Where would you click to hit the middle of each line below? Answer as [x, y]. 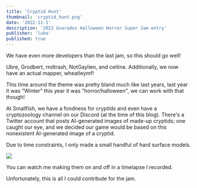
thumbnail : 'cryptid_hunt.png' [44, 17]
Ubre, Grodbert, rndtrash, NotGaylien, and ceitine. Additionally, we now [92, 67]
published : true [26, 39]
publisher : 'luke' [29, 33]
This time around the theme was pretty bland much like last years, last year [97, 85]
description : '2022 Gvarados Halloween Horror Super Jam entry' [86, 28]
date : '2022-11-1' [29, 22]
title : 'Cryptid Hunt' [34, 11]
